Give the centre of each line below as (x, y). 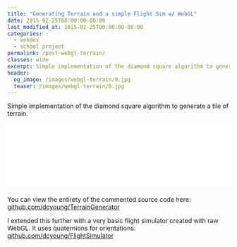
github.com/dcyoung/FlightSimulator (61, 236)
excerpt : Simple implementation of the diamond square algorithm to (110, 66)
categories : (25, 34)
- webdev (26, 40)
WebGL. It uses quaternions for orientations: (72, 228)
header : (19, 73)
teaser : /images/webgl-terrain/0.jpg (69, 86)
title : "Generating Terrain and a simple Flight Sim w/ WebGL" (102, 14)
